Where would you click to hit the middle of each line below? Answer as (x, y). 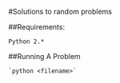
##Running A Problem (45, 56)
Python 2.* (26, 41)
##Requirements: (37, 27)
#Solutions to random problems (60, 12)
